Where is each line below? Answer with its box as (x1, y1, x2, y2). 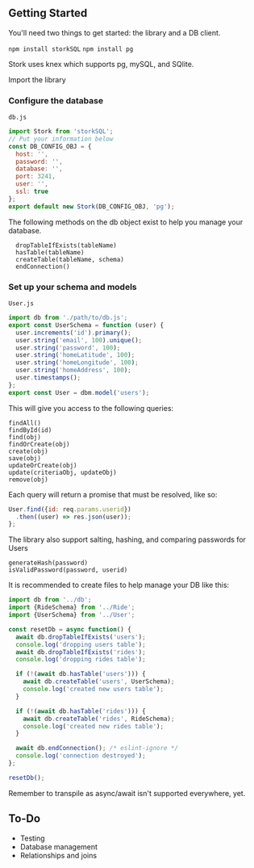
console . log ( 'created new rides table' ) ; (23, 722, 164, 730)
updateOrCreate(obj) (8, 461, 78, 469)
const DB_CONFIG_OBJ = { (8, 142, 92, 150)
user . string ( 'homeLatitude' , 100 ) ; (15, 351, 135, 359)
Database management (19, 841, 98, 851)
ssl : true (15, 187, 48, 196)
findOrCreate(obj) (8, 440, 70, 448)
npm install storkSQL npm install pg (8, 44, 134, 53)
